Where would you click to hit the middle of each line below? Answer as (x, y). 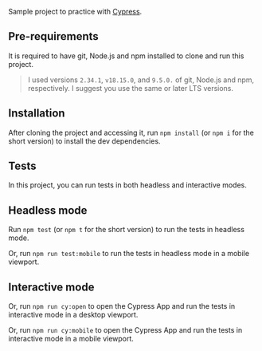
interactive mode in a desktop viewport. (73, 315)
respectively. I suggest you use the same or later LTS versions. (130, 88)
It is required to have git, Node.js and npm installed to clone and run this (126, 56)
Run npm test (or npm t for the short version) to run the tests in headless (127, 230)
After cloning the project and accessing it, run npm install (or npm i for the (131, 132)
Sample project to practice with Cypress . (75, 12)
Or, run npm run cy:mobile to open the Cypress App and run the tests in (125, 330)
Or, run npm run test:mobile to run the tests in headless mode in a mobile (129, 254)
